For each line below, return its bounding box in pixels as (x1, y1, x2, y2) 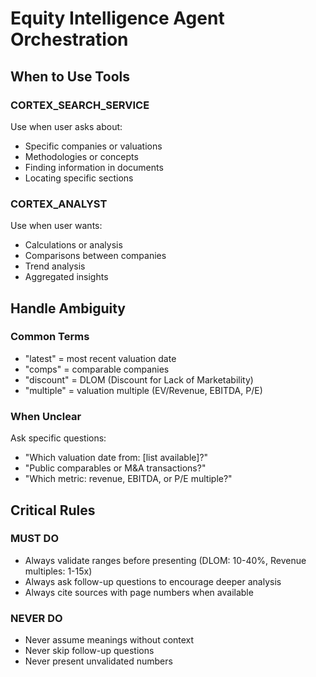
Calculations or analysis (24, 239, 123, 251)
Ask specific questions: (10, 432, 107, 444)
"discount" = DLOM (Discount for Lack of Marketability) (24, 373, 254, 386)
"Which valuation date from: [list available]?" (24, 452, 209, 464)
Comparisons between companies (24, 250, 167, 262)
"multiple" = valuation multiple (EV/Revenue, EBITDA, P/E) (24, 384, 263, 396)
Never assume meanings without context (24, 634, 195, 646)
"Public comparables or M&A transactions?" (24, 462, 207, 474)
